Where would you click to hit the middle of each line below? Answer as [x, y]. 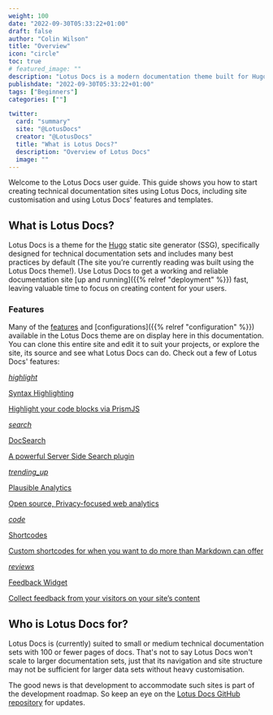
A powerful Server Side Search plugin [71, 456]
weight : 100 [28, 16]
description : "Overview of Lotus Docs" [83, 151]
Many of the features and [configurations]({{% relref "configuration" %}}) [132, 327]
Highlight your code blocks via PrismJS [74, 409]
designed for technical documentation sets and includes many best [121, 254]
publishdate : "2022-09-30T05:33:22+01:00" [81, 84]
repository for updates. [47, 703]
